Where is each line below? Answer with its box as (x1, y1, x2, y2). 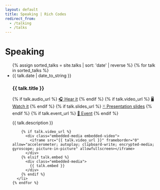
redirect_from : (5, 16, 36, 21)
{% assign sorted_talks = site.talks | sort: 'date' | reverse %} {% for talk (12, 62, 156, 68)
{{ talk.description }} (12, 120, 54, 126)
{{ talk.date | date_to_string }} (12, 73, 72, 78)
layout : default (5, 7, 38, 12)
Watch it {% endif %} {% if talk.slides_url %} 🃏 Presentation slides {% (12, 103, 152, 110)
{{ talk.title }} (12, 85, 44, 92)
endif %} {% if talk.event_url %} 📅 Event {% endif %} (12, 111, 119, 116)
